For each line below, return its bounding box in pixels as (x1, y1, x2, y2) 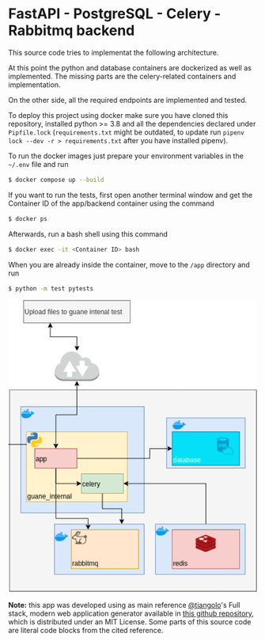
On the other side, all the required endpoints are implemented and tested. (8, 95, 248, 104)
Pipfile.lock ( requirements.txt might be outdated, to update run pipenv (8, 127, 245, 137)
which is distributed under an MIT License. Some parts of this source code (8, 616, 252, 626)
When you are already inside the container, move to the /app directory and (8, 260, 251, 269)
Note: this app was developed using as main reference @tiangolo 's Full (8, 600, 240, 609)
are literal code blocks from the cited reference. (8, 625, 164, 635)
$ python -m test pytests (8, 284, 93, 293)
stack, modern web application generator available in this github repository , (8, 609, 255, 618)
